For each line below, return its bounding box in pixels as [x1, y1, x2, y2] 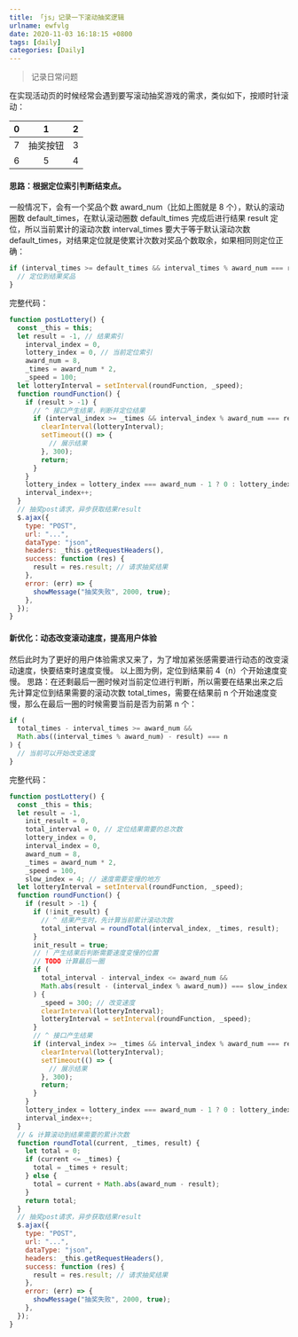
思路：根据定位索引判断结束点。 [9, 180, 126, 191]
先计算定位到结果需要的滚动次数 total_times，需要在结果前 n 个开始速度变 [9, 687, 278, 697]
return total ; [25, 1196, 77, 1205]
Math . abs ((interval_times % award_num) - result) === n [17, 733, 228, 742]
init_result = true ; [32, 940, 109, 949]
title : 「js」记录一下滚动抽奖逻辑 [9, 12, 125, 22]
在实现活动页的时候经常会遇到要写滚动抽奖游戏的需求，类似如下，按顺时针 [9, 90, 281, 101]
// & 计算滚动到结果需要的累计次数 [17, 1130, 130, 1139]
